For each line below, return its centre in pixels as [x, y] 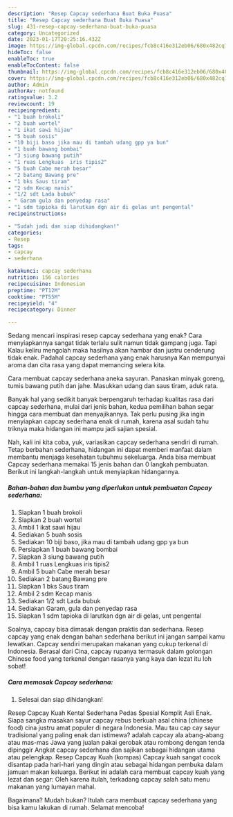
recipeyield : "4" [33, 303]
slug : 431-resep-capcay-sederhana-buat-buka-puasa [82, 26]
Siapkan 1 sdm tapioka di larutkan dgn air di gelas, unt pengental [110, 616]
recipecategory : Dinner [42, 310]
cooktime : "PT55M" [34, 297]
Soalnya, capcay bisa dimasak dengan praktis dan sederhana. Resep [106, 630]
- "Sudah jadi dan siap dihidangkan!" [64, 226]
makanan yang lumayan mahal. [52, 787]
